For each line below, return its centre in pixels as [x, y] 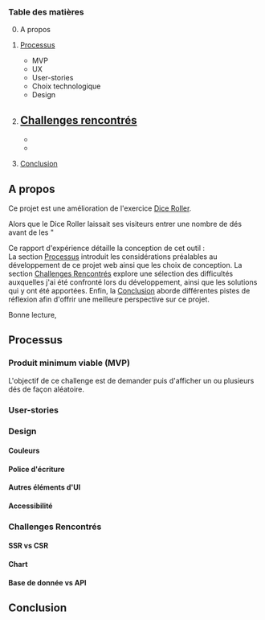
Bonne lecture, [33, 314]
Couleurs [24, 451]
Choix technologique [66, 86]
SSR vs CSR [29, 546]
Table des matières [46, 12]
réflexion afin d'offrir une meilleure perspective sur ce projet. [109, 299]
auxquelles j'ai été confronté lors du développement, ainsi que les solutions [133, 282]
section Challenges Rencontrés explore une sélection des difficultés [121, 273]
